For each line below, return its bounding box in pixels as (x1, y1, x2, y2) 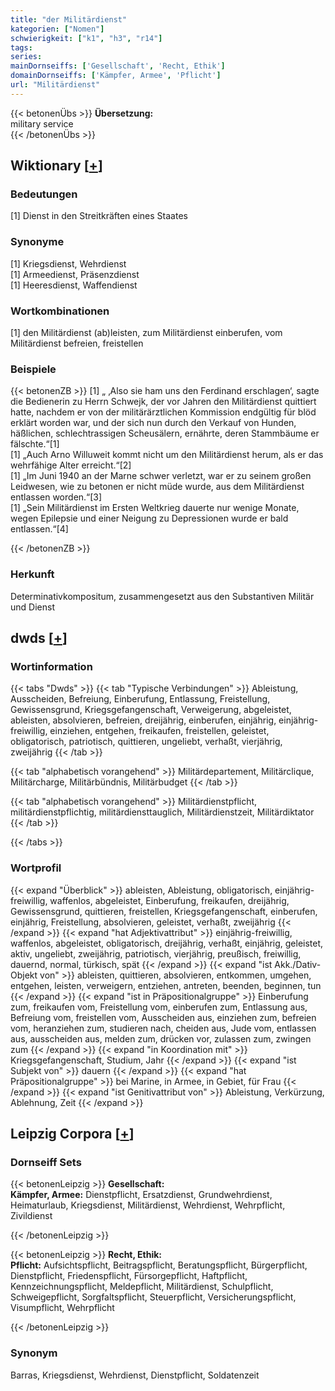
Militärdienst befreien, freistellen (10, 337, 144, 350)
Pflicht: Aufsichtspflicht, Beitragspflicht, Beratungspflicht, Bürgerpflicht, (10, 1259, 308, 1271)
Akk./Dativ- (274, 958, 322, 970)
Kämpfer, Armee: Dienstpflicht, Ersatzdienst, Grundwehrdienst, (10, 1189, 273, 1201)
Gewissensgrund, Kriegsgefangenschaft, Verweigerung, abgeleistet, (10, 704, 292, 716)
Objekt (10, 969, 38, 981)
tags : (10, 42, 33, 53)
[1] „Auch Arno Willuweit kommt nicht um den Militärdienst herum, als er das (10, 449, 324, 461)
